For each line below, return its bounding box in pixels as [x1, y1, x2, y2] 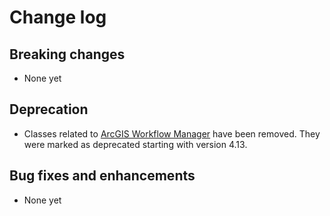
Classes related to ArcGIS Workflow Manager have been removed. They [23, 127, 321, 140]
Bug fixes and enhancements [9, 167, 196, 185]
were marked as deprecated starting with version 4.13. [23, 138, 248, 150]
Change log [9, 6, 107, 29]
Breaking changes [9, 46, 126, 63]
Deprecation [9, 101, 89, 118]
